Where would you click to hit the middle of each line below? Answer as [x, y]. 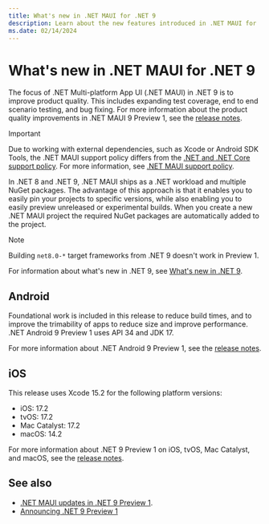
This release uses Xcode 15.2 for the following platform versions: [115, 392]
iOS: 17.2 [34, 408]
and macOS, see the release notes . [66, 457]
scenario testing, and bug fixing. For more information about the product [128, 110]
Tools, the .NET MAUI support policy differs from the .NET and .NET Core [129, 158]
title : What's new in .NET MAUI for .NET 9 [82, 16]
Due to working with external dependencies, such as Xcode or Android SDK [134, 149]
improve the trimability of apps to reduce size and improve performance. [128, 324]
